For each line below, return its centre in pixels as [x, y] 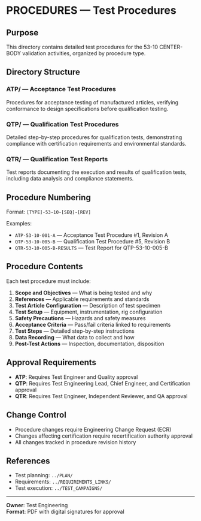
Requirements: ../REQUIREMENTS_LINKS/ [63, 482]
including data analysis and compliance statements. [70, 179]
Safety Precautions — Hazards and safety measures [80, 318]
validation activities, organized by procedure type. [84, 53]
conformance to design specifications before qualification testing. [87, 109]
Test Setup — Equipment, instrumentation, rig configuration [89, 312]
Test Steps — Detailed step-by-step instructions [74, 331]
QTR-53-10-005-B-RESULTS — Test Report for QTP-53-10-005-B [92, 248]
